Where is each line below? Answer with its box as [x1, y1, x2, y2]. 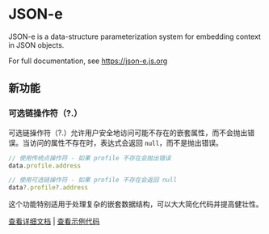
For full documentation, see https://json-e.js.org [8, 56, 168, 66]
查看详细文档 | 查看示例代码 [8, 216, 100, 227]
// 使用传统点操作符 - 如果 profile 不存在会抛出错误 [8, 154, 171, 162]
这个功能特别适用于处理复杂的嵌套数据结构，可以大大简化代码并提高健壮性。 [8, 199, 263, 209]
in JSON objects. [8, 40, 65, 49]
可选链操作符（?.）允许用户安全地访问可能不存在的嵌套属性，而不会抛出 [8, 127, 248, 138]
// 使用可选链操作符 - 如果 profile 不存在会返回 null [8, 176, 178, 185]
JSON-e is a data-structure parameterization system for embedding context [8, 32, 261, 41]
